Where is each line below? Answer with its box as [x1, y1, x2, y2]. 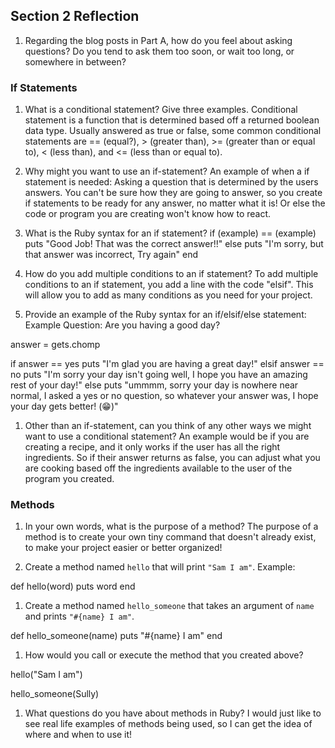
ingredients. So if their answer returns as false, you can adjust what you [24, 452, 321, 464]
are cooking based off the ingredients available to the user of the [24, 462, 293, 474]
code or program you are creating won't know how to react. [24, 208, 272, 220]
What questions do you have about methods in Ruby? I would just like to [24, 707, 322, 719]
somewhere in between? [24, 55, 127, 68]
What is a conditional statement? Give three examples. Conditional [24, 104, 298, 116]
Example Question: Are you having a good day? [24, 319, 221, 331]
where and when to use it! [24, 729, 133, 741]
